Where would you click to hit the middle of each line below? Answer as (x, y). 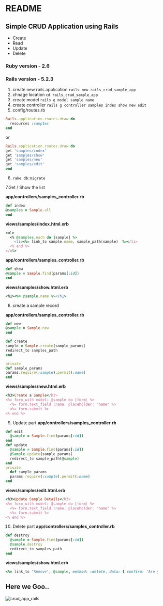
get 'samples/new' (24, 160)
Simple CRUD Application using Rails (62, 26)
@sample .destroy (26, 544)
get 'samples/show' (25, 155)
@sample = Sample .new (27, 328)
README (24, 8)
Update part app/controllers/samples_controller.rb (64, 423)
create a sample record (36, 305)
